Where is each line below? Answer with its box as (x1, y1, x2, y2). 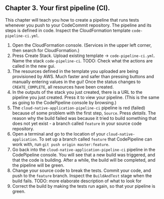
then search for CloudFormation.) (12, 47, 80, 53)
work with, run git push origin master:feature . (12, 141, 110, 147)
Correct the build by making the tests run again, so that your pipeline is (12, 183, 156, 189)
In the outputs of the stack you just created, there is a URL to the (12, 89, 143, 95)
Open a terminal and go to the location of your (12, 131, 106, 137)
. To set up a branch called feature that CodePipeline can (36, 136, 153, 142)
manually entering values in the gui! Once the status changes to (12, 79, 141, 85)
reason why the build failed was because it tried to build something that (12, 115, 157, 121)
